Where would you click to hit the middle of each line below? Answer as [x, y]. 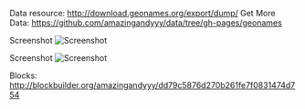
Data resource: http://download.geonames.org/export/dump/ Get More [142, 13]
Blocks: [24, 75]
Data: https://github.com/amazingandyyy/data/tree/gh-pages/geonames [146, 23]
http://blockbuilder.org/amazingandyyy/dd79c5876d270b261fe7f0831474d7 [152, 85]
